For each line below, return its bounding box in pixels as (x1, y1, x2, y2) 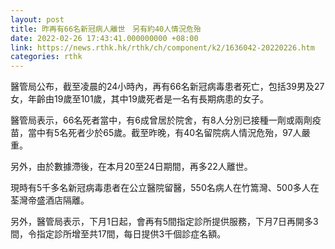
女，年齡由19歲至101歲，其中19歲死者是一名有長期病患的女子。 (10, 93, 269, 105)
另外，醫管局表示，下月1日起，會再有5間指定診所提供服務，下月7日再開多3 (10, 216, 319, 228)
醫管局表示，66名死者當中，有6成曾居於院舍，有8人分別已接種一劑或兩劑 (10, 114, 313, 126)
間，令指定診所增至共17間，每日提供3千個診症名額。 (10, 228, 227, 240)
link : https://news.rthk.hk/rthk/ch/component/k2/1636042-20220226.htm (10, 42, 315, 53)
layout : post (10, 14, 65, 25)
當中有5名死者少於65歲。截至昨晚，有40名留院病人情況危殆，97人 (27, 127, 302, 139)
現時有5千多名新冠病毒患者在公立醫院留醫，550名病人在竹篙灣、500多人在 (10, 182, 320, 194)
